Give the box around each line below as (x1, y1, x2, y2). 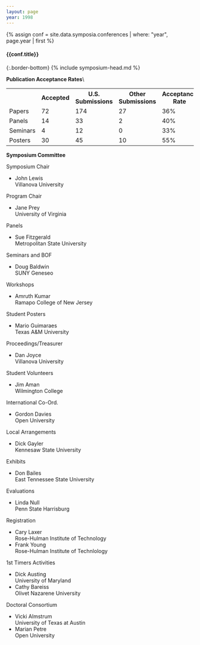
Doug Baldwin (14, 263, 49, 270)
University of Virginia (14, 210, 67, 217)
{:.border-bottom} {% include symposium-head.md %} (6, 64, 140, 71)
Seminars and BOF (6, 251, 52, 259)
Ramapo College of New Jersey (14, 299, 93, 306)
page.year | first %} (6, 37, 55, 44)
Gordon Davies (14, 410, 52, 417)
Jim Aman (14, 380, 40, 388)
